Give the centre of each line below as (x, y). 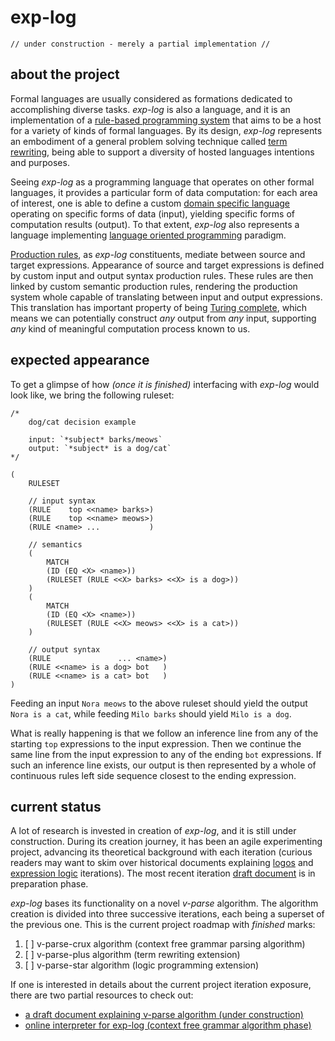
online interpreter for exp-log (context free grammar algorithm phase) (168, 1025)
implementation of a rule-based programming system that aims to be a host (166, 120)
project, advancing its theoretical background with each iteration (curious (161, 852)
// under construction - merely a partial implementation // (140, 44)
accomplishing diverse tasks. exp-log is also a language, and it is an (150, 109)
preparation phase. (49, 884)
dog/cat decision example (82, 422)
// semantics (55, 544)
